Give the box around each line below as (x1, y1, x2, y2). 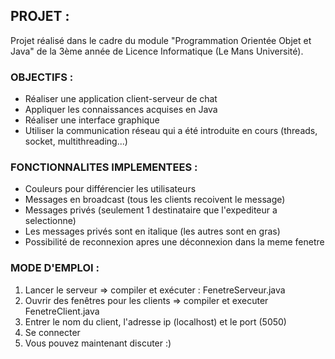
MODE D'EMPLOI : (10, 261, 100, 275)
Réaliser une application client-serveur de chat (24, 93, 218, 105)
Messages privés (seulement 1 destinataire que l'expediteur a (24, 204, 278, 216)
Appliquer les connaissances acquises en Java (24, 104, 218, 116)
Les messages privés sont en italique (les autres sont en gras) (24, 225, 281, 238)
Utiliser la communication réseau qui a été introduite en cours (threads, (24, 125, 318, 137)
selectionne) (24, 215, 77, 227)
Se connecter (24, 326, 81, 338)
